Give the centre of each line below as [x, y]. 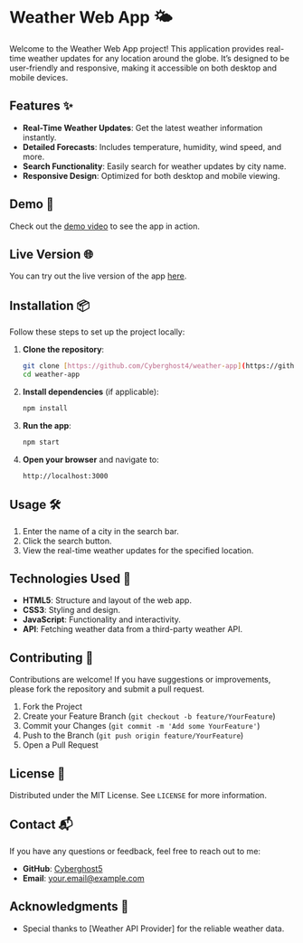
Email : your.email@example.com [83, 878]
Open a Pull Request [61, 745]
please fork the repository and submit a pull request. [107, 689]
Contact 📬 [41, 825]
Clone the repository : [63, 350]
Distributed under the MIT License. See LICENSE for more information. [138, 795]
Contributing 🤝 [52, 658]
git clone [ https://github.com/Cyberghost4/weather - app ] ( [134, 366]
